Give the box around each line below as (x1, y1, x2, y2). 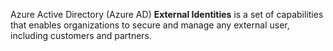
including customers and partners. (10, 30, 153, 41)
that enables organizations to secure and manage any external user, (10, 19, 290, 31)
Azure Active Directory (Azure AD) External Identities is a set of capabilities (10, 9, 324, 20)
